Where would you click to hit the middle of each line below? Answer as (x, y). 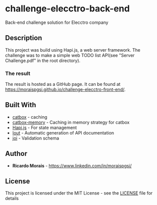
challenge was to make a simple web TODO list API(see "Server (70, 55)
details (12, 199)
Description (24, 38)
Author (16, 154)
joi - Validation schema (36, 138)
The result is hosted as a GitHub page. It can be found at (63, 84)
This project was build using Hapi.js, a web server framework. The (73, 50)
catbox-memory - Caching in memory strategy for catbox (71, 122)
